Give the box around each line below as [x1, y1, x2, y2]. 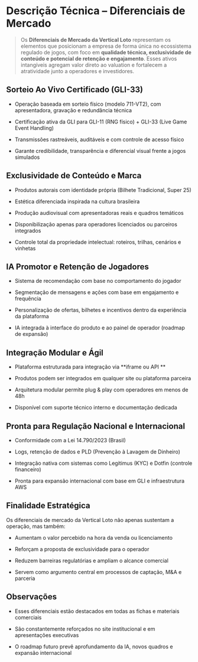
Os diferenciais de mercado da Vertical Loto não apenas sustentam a [6, 516, 174, 523]
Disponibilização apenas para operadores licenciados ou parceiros [14, 220, 177, 228]
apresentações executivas [14, 631, 79, 638]
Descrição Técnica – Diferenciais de [6, 4, 186, 18]
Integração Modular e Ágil [6, 347, 103, 358]
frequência [14, 295, 41, 302]
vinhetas [14, 244, 36, 252]
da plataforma [14, 313, 49, 320]
